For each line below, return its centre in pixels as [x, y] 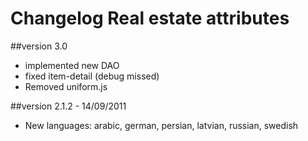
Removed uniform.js [66, 86]
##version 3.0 [39, 46]
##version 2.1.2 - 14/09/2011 [68, 106]
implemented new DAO [72, 65]
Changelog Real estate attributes [150, 18]
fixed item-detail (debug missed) [92, 76]
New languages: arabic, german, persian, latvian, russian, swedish [161, 125]
